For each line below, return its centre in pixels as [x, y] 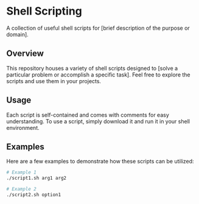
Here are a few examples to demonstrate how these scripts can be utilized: [100, 161]
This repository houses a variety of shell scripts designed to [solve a [92, 68]
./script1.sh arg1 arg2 [37, 178]
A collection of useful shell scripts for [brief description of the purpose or [98, 28]
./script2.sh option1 [34, 195]
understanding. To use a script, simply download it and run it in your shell [98, 121]
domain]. [17, 34]
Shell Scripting [44, 11]
